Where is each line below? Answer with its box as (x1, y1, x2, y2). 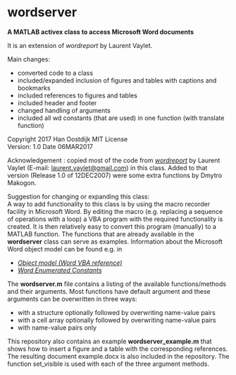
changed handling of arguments (17, 106, 111, 114)
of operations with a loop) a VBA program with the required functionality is (7, 215, 223, 223)
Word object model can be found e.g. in (7, 244, 123, 253)
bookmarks (17, 83, 51, 92)
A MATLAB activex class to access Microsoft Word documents (7, 28, 194, 36)
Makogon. (7, 178, 37, 187)
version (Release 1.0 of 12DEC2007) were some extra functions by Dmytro (7, 171, 223, 179)
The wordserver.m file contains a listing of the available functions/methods (7, 280, 227, 288)
